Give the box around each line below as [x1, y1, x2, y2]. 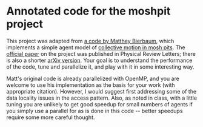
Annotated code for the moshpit [6, 4, 171, 18]
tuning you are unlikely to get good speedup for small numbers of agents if [6, 100, 193, 108]
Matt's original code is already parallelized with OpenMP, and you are [6, 75, 180, 82]
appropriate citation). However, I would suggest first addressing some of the [6, 88, 197, 95]
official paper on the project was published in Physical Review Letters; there [6, 50, 196, 57]
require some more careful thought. [6, 114, 95, 121]
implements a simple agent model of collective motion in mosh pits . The [6, 44, 186, 51]
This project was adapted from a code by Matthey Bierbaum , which [6, 37, 175, 44]
